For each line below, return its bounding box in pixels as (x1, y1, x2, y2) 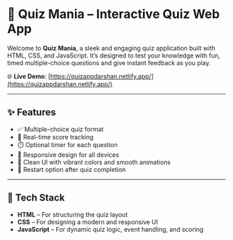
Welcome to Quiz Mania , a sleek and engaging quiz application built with (7, 44, 216, 52)
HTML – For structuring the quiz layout (17, 210, 128, 218)
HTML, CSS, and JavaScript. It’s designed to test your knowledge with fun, (7, 51, 221, 60)
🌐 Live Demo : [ (7, 72, 51, 80)
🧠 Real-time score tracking (17, 132, 94, 141)
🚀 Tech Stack (7, 192, 65, 204)
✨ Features (7, 107, 56, 119)
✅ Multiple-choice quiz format (17, 125, 104, 133)
